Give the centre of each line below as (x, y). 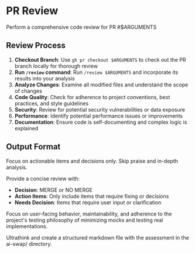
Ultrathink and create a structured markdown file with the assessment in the (97, 237)
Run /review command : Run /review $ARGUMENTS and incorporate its (96, 72)
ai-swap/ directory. (29, 244)
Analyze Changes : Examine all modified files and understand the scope (101, 85)
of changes (28, 91)
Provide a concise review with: (43, 178)
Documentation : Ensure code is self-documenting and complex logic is (101, 122)
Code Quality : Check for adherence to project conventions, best (92, 97)
